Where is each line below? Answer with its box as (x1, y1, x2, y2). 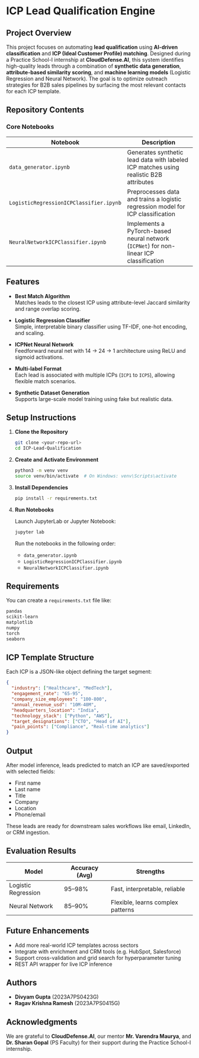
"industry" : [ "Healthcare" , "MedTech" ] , (11, 685, 113, 691)
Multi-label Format (14, 365, 62, 372)
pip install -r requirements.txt (14, 495, 98, 501)
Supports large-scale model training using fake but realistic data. (14, 395, 174, 402)
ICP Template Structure (6, 652, 94, 663)
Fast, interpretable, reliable (110, 885, 185, 893)
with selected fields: (6, 768, 55, 775)
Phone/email (14, 811, 46, 818)
